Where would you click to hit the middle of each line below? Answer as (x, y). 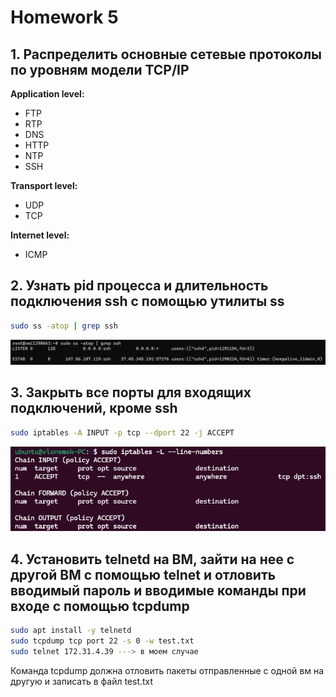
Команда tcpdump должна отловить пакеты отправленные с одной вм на (167, 670)
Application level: (47, 94)
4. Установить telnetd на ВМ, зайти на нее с (152, 559)
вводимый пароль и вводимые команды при (158, 590)
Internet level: (40, 235)
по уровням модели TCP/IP (100, 69)
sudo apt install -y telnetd (71, 630)
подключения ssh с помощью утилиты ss (147, 301)
